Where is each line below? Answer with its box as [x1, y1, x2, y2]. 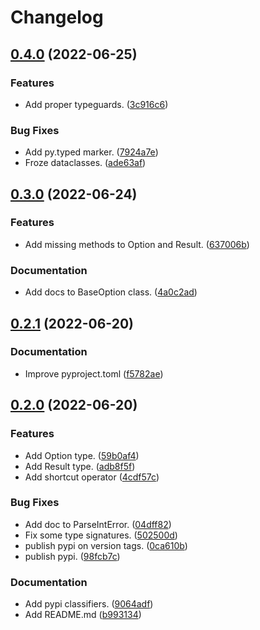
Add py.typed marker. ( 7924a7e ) [24, 146, 159, 158]
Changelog [10, 6, 104, 29]
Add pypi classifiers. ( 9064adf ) [24, 598, 154, 610]
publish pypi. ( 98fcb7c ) [24, 550, 121, 562]
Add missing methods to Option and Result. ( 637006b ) [24, 238, 250, 250]
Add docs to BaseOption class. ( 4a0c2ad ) [24, 286, 198, 298]
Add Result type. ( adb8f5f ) [24, 460, 136, 472]
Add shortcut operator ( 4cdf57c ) [24, 471, 160, 483]
